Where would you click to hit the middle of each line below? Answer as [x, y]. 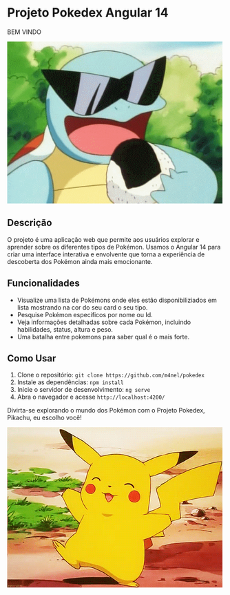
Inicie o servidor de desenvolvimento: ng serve [84, 390]
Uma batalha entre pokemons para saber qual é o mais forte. [103, 337]
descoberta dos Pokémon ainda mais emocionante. [80, 261]
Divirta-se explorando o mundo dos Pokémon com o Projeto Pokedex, [106, 410]
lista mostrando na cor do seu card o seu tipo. [82, 307]
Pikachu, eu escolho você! [44, 418]
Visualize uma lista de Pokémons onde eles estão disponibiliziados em [117, 300]
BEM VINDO [24, 32]
